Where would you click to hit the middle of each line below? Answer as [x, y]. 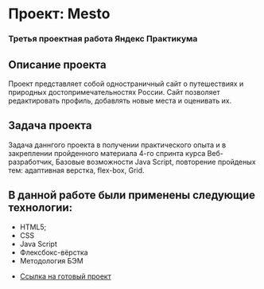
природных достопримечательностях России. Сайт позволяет [114, 92]
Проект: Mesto [59, 14]
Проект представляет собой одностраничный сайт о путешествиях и [126, 84]
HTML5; [33, 227]
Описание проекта [57, 64]
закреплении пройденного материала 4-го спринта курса [107, 153]
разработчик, [31, 162]
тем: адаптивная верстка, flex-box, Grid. [76, 170]
